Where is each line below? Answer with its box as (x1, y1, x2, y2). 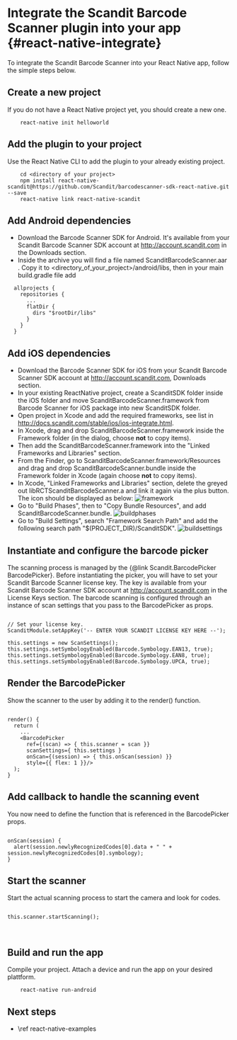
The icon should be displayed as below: (17, 494, 134, 503)
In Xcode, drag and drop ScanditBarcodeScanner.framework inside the (17, 426, 224, 435)
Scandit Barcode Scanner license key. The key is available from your (7, 578, 207, 587)
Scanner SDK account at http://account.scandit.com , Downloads (17, 374, 207, 382)
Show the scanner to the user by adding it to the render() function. (7, 696, 201, 704)
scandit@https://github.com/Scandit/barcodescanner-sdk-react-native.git (7, 183, 230, 190)
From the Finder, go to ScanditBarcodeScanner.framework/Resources (17, 457, 221, 465)
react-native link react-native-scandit (20, 195, 141, 202)
